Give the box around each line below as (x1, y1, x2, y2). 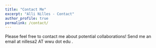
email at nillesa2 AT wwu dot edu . (5, 39, 73, 45)
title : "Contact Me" (5, 7, 47, 12)
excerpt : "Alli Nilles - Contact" (5, 12, 75, 16)
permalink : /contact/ (5, 20, 49, 25)
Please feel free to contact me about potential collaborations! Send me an (5, 34, 151, 39)
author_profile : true (5, 16, 49, 21)
